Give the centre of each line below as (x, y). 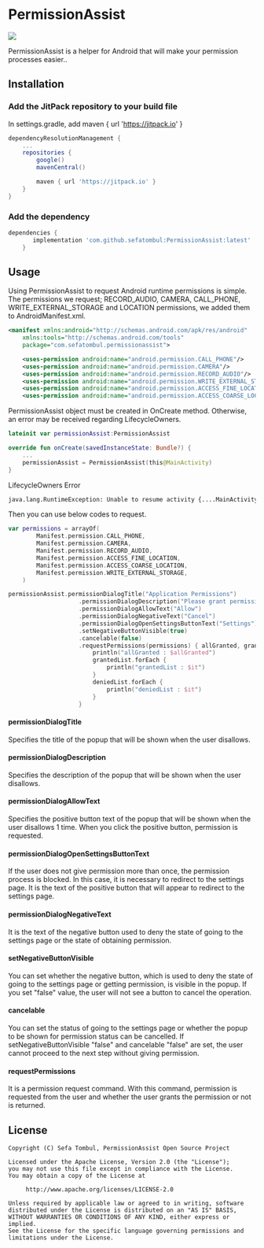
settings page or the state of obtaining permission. (90, 940)
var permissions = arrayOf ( (54, 529)
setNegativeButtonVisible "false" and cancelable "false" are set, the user (126, 1044)
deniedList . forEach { (128, 682)
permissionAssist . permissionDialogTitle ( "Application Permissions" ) (123, 594)
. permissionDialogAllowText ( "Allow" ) (140, 609)
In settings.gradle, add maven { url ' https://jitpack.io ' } (95, 124)
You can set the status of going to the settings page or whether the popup (128, 1028)
